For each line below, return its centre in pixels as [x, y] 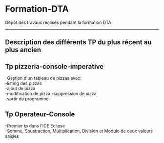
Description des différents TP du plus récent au [78, 42]
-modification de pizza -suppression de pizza [51, 94]
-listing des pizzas [24, 83]
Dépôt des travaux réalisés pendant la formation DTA [58, 22]
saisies [12, 136]
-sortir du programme [27, 99]
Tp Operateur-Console [40, 114]
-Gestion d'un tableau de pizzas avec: [43, 78]
